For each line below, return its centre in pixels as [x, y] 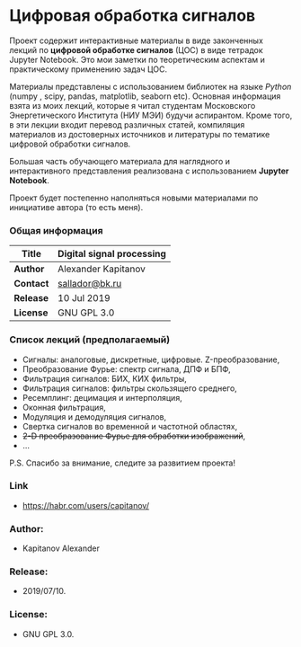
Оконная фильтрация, [64, 407]
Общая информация [56, 230]
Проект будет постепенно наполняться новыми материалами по [134, 198]
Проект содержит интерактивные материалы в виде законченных [136, 40]
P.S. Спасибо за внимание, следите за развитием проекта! [123, 463]
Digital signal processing [112, 254]
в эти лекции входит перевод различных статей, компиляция [127, 124]
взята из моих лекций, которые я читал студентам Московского [133, 105]
